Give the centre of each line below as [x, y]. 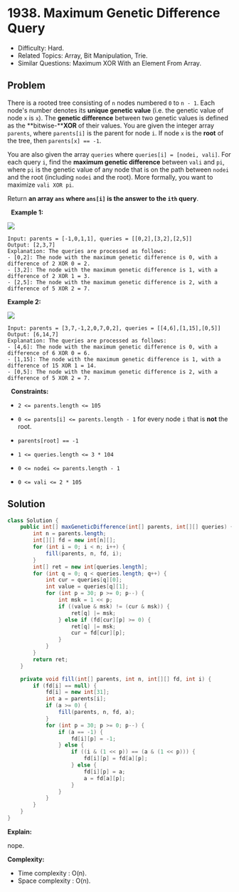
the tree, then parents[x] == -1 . [54, 140]
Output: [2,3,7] [31, 245]
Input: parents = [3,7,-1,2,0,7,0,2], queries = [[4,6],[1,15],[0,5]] [114, 328]
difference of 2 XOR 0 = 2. [49, 264]
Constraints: [30, 391]
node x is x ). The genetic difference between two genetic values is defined [118, 118]
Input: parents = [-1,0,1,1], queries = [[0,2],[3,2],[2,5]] [100, 239]
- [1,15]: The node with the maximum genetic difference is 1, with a [114, 359]
